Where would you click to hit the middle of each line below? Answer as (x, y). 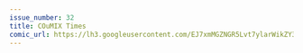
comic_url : (30, 34)
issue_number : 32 (42, 18)
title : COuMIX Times (48, 26)
